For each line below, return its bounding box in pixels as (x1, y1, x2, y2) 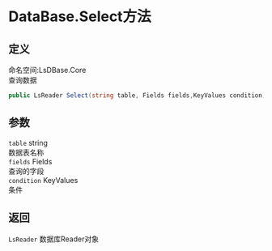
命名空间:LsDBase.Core (8, 66, 87, 74)
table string (8, 138, 49, 147)
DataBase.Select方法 (8, 7, 151, 26)
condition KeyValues (8, 175, 79, 185)
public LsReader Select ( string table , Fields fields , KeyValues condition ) (8, 91, 266, 100)
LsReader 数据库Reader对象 (8, 234, 100, 244)
